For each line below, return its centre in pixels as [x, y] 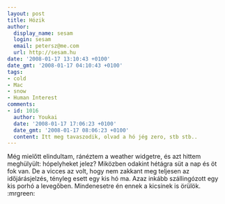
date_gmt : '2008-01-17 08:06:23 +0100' [71, 130]
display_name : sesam [43, 33]
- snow [17, 91]
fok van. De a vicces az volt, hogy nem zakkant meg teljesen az [99, 171]
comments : [22, 104]
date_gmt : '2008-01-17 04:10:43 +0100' [65, 65]
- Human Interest [32, 98]
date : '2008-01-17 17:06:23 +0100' [65, 124]
